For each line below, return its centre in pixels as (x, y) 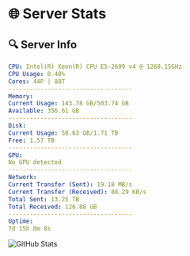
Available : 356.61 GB (44, 111)
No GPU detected (35, 162)
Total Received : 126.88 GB (53, 207)
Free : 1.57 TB (32, 140)
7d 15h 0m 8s (30, 229)
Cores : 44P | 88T (37, 81)
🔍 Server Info (43, 44)
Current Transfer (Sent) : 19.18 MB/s (70, 185)
